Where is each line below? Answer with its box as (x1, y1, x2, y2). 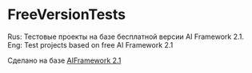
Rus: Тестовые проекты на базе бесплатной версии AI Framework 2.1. (7, 32, 245, 41)
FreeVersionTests (7, 6, 126, 24)
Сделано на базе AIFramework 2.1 (7, 56, 122, 65)
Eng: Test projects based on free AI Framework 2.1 (7, 40, 174, 49)
